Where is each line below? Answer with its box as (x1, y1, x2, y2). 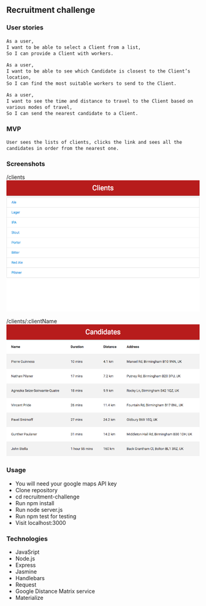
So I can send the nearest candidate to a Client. (6, 110, 139, 116)
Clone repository (15, 486, 58, 494)
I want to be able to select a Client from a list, (6, 44, 141, 50)
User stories (6, 23, 44, 32)
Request (15, 581, 37, 589)
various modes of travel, (6, 104, 72, 110)
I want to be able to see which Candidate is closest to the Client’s (6, 68, 191, 74)
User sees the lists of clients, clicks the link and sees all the (6, 139, 183, 145)
